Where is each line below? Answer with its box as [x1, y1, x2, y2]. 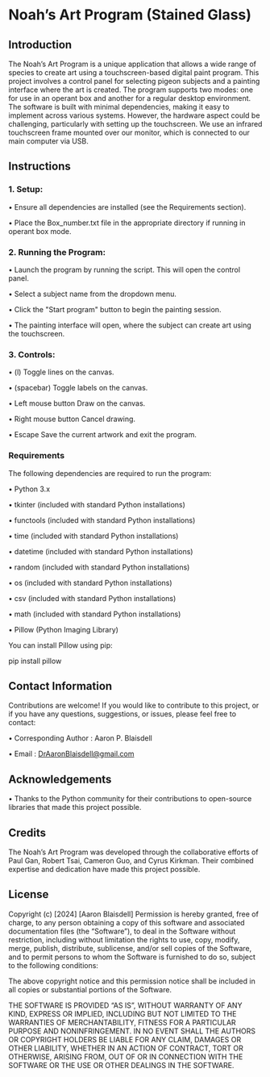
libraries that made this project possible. [8, 803, 142, 812]
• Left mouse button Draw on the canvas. [8, 399, 146, 408]
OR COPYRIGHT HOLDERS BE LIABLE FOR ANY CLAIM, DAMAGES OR [8, 1034, 242, 1044]
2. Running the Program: [8, 246, 106, 257]
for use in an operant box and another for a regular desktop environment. [8, 94, 251, 102]
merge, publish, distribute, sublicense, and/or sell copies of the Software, [8, 943, 252, 953]
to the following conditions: [8, 960, 99, 970]
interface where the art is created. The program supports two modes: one [8, 85, 254, 94]
